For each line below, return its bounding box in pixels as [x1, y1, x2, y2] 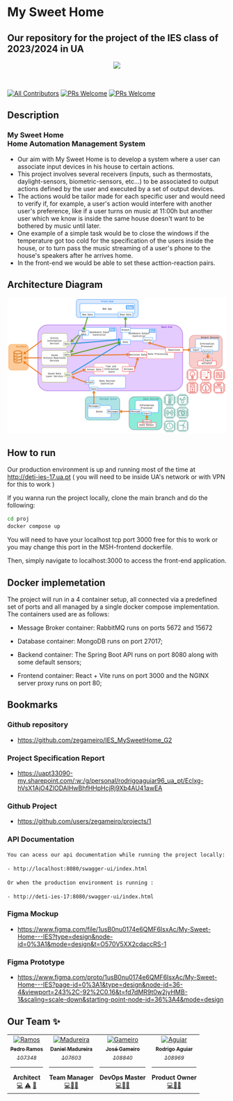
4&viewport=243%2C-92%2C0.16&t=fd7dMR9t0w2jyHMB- [17, 988, 188, 996]
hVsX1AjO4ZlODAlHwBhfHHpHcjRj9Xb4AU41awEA [17, 784, 163, 792]
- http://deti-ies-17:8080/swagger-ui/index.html [7, 893, 154, 900]
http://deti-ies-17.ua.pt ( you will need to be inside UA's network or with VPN [7, 473, 225, 481]
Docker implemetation [7, 577, 106, 589]
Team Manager [49, 1073, 94, 1081]
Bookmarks [7, 699, 58, 711]
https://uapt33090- [17, 768, 73, 777]
